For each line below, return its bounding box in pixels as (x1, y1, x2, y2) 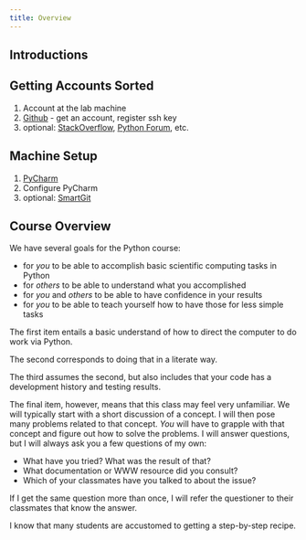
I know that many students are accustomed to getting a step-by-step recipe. (9, 520, 297, 531)
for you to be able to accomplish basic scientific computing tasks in (22, 260, 277, 271)
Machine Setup (9, 148, 98, 164)
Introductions (9, 48, 89, 63)
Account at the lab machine (22, 102, 127, 113)
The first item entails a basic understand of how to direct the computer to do (9, 326, 297, 338)
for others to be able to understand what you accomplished (22, 280, 247, 291)
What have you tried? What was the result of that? (22, 456, 212, 467)
